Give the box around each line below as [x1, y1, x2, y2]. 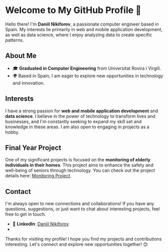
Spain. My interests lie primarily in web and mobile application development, [5, 26, 163, 32]
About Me [5, 52, 37, 60]
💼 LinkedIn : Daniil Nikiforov [12, 221, 69, 227]
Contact [5, 187, 31, 196]
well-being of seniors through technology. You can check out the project [5, 167, 155, 173]
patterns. [5, 37, 24, 43]
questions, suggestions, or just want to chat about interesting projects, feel [5, 206, 160, 212]
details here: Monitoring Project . [5, 173, 72, 179]
